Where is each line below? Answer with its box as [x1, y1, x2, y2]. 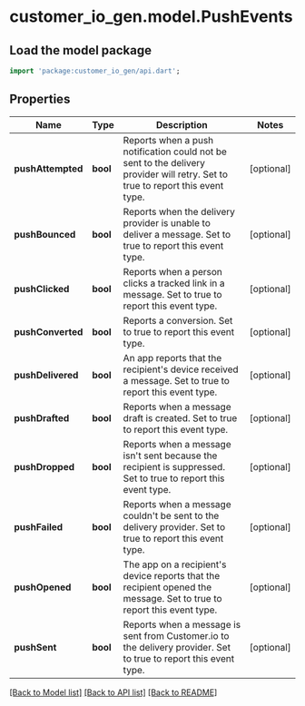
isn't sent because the [123, 449, 218, 462]
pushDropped [14, 460, 75, 473]
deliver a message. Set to [123, 228, 231, 240]
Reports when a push [123, 133, 214, 146]
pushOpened [14, 581, 72, 593]
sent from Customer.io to [123, 629, 230, 642]
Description [155, 118, 208, 131]
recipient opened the [123, 581, 212, 593]
